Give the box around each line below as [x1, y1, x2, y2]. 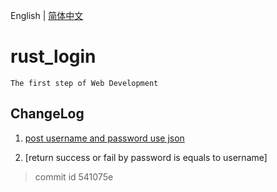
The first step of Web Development [10, 78, 159, 88]
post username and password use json [24, 132, 185, 144]
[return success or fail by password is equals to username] [24, 151, 268, 163]
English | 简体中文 [10, 10, 84, 21]
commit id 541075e [34, 170, 114, 183]
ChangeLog [10, 105, 85, 123]
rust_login [10, 45, 97, 68]
